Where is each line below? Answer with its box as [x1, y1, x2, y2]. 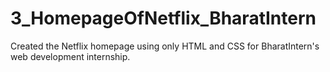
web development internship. [10, 50, 131, 62]
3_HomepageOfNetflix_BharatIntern [10, 7, 317, 30]
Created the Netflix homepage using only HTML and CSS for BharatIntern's [10, 40, 320, 52]
